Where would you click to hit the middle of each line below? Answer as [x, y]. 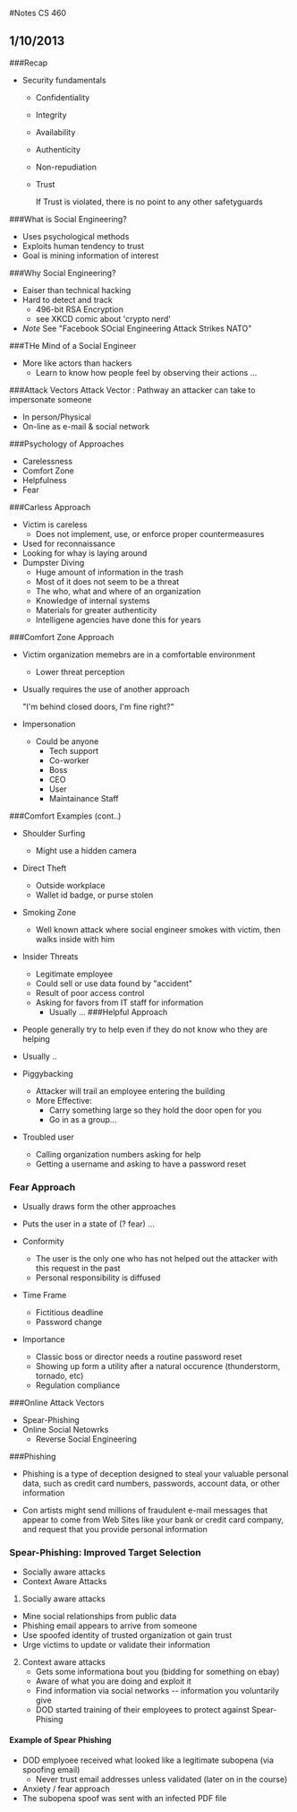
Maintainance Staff [84, 798]
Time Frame [44, 1296]
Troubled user [48, 1137]
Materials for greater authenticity [96, 610]
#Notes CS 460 [38, 13]
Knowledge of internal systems [93, 601]
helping [36, 1038]
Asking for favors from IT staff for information [119, 1002]
